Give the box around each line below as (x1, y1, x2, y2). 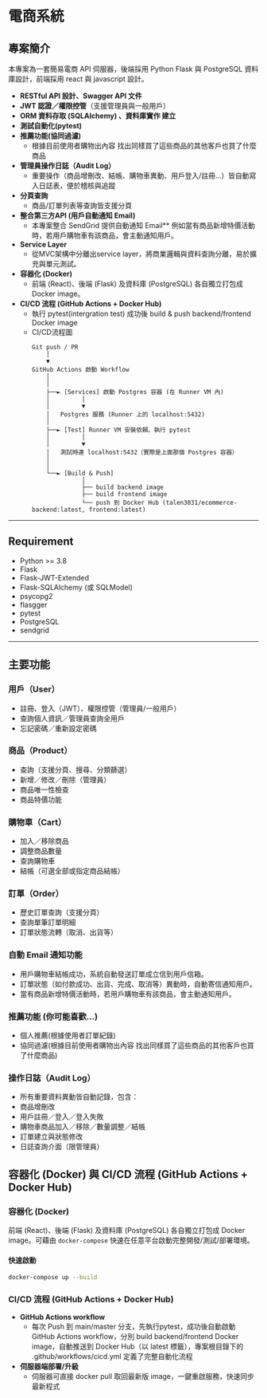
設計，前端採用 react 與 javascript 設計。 (14, 74, 149, 84)
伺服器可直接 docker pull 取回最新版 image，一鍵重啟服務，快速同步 (31, 1372, 255, 1381)
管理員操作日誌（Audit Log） (19, 161, 116, 170)
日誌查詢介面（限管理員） (19, 1142, 104, 1152)
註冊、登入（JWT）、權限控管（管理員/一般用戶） (19, 703, 181, 713)
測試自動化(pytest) (19, 121, 82, 130)
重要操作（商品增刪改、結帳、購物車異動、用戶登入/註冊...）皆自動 (31, 171, 250, 180)
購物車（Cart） (8, 817, 67, 828)
